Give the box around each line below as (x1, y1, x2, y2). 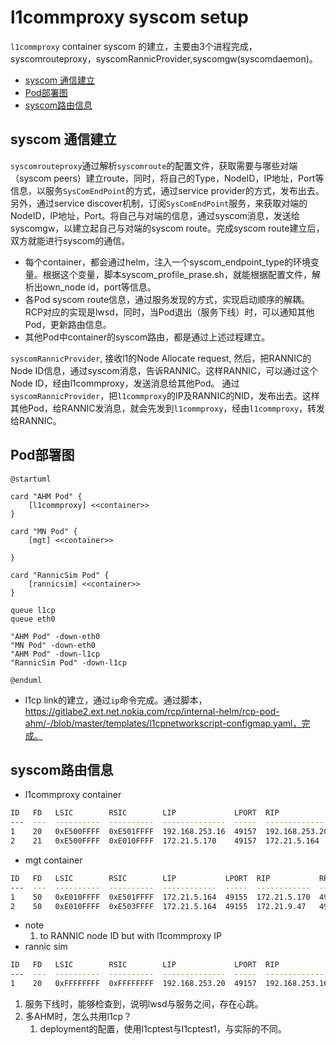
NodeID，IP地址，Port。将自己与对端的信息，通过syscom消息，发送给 (10, 209, 300, 221)
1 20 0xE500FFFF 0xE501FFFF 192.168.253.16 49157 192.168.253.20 (10, 827, 329, 837)
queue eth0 (10, 614, 56, 624)
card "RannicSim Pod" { (10, 570, 110, 580)
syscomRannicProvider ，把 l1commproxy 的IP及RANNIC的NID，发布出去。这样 (10, 389, 320, 401)
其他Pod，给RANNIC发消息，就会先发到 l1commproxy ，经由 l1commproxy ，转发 (10, 402, 326, 414)
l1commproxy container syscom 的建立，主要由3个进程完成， (10, 40, 258, 52)
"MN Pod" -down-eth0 (10, 640, 97, 650)
